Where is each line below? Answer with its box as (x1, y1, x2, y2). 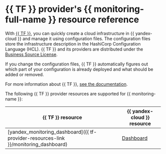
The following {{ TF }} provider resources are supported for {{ (5, 91, 131, 97)
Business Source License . (5, 51, 58, 57)
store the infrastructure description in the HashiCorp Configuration (5, 41, 141, 47)
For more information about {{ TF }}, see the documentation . (5, 81, 128, 87)
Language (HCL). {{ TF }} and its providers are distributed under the (5, 46, 143, 52)
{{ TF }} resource (42, 114, 83, 121)
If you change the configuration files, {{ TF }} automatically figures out (5, 61, 148, 67)
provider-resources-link (7, 135, 65, 142)
